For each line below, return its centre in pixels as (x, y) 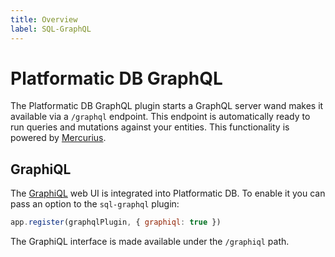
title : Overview (44, 19)
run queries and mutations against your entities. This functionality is (150, 127)
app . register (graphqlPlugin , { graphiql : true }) (116, 222)
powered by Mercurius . (58, 138)
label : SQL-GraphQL (51, 29)
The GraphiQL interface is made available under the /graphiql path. (150, 242)
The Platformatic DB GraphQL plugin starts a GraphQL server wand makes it (167, 106)
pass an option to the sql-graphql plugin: (95, 204)
